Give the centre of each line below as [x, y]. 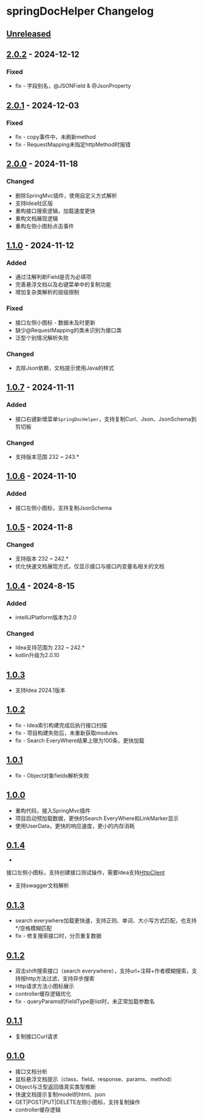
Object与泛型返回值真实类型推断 [55, 1087]
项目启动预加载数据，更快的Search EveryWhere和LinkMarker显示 [97, 818]
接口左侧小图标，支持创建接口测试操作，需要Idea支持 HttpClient [86, 873]
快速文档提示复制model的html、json [60, 1094]
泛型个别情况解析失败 [42, 337]
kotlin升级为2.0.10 [37, 655]
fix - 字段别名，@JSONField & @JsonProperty [73, 86]
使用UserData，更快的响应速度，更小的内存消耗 [75, 826]
